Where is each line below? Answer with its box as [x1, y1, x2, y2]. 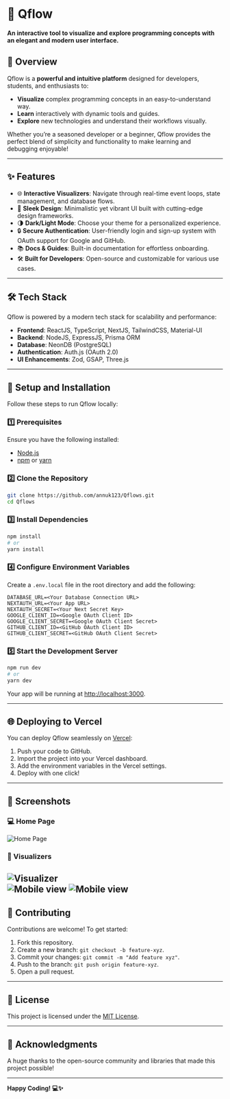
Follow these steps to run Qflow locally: [7, 400, 118, 408]
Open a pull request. [16, 967, 75, 976]
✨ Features [7, 171, 55, 182]
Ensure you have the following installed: [7, 436, 120, 444]
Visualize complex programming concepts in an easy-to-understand [16, 95, 211, 103]
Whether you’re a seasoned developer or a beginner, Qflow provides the [7, 130, 211, 138]
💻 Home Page [7, 816, 55, 826]
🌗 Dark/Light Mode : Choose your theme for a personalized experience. [16, 219, 221, 227]
